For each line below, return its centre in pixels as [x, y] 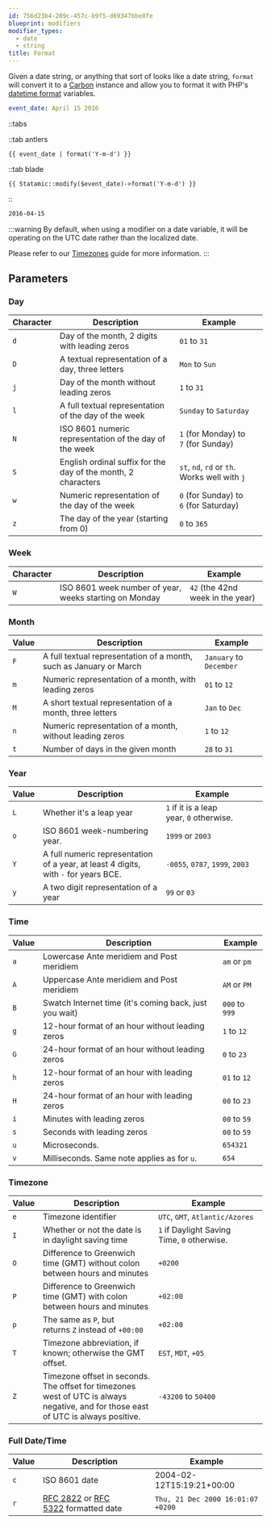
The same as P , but [79, 1319]
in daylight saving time [85, 1240]
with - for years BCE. [82, 874]
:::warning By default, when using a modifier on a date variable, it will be [128, 229]
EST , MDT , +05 [181, 1353]
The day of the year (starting [114, 519]
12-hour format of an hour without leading [124, 1026]
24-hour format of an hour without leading [124, 1049]
